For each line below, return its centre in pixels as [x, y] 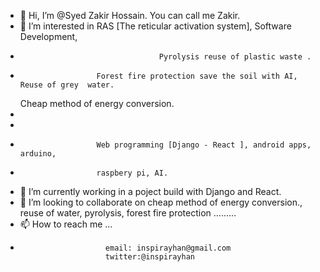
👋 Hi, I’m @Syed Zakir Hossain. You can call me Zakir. [130, 15]
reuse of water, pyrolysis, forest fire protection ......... [128, 213]
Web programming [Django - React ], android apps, [204, 145]
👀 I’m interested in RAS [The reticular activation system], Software [155, 26]
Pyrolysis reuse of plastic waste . [235, 57]
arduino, [38, 154]
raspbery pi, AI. [132, 173]
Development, [48, 36]
